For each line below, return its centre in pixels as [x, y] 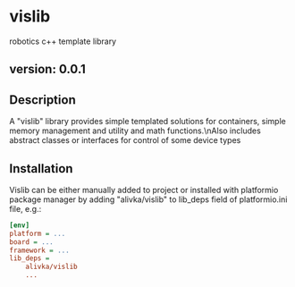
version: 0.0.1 [48, 69]
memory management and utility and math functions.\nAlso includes [135, 131]
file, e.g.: [25, 208]
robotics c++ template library [63, 41]
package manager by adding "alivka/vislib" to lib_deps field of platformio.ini [148, 199]
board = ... [31, 242]
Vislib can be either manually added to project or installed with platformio [144, 190]
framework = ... [39, 250]
